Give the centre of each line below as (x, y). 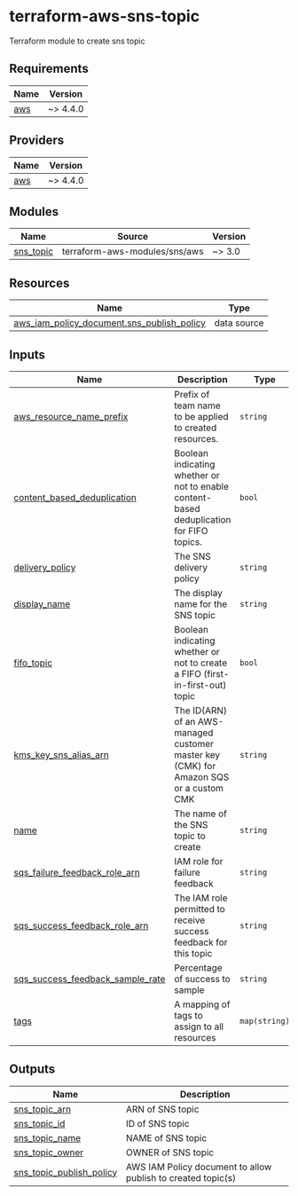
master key (197, 755)
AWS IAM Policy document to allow (199, 1167)
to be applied (201, 417)
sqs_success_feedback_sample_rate (90, 979)
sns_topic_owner (49, 1153)
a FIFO (188, 674)
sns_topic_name (47, 1137)
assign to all (199, 1027)
